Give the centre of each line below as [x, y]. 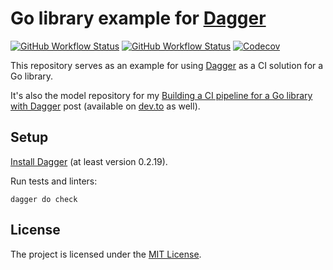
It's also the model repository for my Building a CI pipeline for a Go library [161, 95]
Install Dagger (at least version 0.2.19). [89, 161]
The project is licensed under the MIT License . [106, 254]
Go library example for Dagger [138, 18]
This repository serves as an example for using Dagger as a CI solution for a [167, 65]
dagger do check [44, 199]
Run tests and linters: [54, 181]
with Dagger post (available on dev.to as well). [105, 106]
